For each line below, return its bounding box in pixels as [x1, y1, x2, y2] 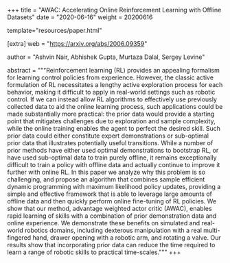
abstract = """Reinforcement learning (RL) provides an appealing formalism [7, 66, 220, 74]
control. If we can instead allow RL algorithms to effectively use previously [7, 95, 218, 103]
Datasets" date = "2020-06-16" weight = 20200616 [7, 13, 153, 21]
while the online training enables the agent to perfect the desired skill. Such [7, 125, 221, 132]
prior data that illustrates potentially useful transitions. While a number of [7, 139, 214, 147]
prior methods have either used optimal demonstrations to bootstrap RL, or [7, 147, 219, 154]
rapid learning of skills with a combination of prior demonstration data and [7, 212, 217, 220]
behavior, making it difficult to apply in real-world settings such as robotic [7, 88, 216, 96]
